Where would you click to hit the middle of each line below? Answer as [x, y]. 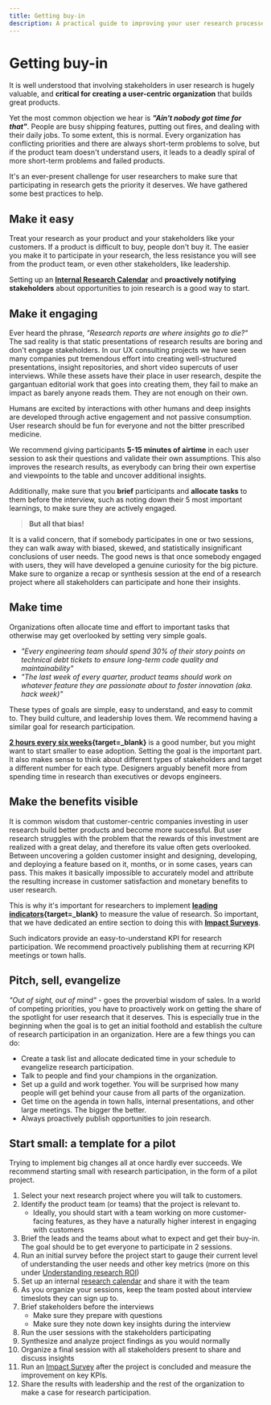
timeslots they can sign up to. [70, 1299]
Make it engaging [53, 314]
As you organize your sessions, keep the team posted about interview [136, 1290]
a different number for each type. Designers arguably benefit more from [128, 768]
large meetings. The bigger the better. [84, 1109]
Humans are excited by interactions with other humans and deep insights [130, 408]
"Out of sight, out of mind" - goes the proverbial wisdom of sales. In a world [135, 1000]
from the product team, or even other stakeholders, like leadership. [120, 264]
